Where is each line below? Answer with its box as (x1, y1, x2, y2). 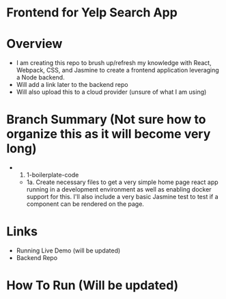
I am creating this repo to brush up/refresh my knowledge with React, (16, 59, 212, 67)
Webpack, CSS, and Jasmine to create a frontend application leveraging (16, 66, 219, 75)
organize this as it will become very (6, 127, 211, 142)
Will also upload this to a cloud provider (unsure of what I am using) (16, 88, 207, 96)
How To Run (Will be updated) (6, 278, 179, 294)
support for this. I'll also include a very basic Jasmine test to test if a (26, 193, 219, 201)
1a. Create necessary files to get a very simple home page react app (26, 178, 219, 186)
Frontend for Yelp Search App (6, 5, 178, 21)
